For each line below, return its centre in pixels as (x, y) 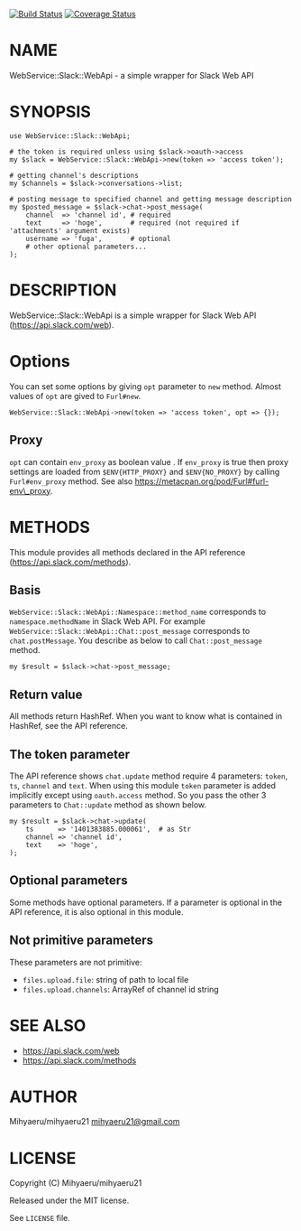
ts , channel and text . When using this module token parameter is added (143, 785)
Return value (46, 694)
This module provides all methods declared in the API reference (128, 552)
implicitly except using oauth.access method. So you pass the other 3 (138, 795)
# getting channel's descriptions (74, 175)
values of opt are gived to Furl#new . (75, 396)
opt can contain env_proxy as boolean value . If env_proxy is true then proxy (149, 462)
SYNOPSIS (50, 112)
